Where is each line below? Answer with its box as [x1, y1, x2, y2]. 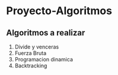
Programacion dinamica [14, 56, 73, 63]
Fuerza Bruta [14, 50, 47, 57]
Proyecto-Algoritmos [6, 4, 113, 18]
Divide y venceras [14, 43, 59, 50]
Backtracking [14, 62, 47, 69]
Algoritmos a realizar [6, 28, 85, 38]
